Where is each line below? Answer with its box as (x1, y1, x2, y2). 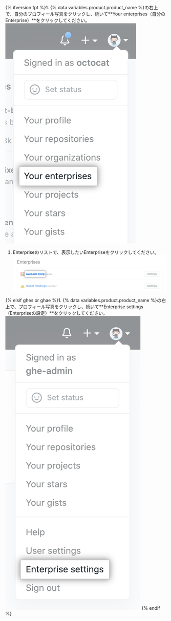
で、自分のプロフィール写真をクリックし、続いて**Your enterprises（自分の (5, 11, 165, 17)
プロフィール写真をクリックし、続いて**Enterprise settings (18, 304, 143, 310)
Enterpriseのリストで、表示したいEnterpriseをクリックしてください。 (12, 249, 159, 255)
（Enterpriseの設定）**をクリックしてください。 (5, 310, 108, 316)
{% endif (141, 605, 160, 611)
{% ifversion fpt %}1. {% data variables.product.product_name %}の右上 (5, 5, 158, 10)
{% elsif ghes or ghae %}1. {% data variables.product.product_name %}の (5, 297, 162, 303)
